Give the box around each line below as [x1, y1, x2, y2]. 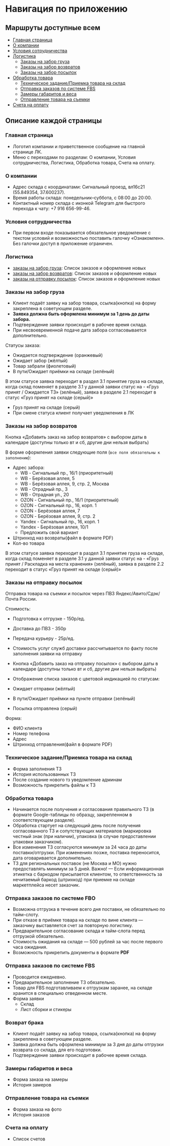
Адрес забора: [12, 464, 45, 471]
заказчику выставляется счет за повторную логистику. [12, 923, 133, 929]
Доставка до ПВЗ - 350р [12, 626, 66, 632]
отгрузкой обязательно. [12, 933, 65, 939]
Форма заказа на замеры [12, 1076, 68, 1082]
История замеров [12, 1082, 52, 1088]
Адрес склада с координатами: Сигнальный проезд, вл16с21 [12, 184, 145, 190]
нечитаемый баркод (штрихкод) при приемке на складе [12, 877, 135, 883]
